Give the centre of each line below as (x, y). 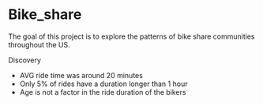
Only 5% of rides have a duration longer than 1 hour (103, 84)
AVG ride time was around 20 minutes (81, 75)
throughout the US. (39, 44)
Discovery (25, 60)
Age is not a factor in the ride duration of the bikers (103, 92)
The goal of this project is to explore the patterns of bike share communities (131, 36)
